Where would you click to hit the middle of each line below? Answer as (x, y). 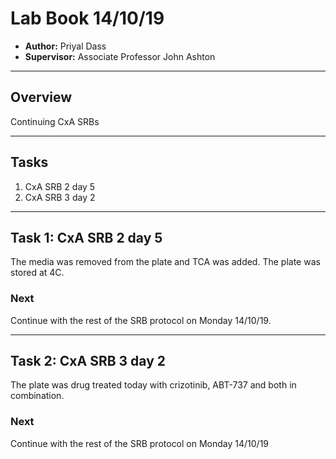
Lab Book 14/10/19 (87, 18)
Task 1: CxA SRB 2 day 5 (86, 237)
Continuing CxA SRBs (55, 121)
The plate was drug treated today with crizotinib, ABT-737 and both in (153, 385)
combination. (37, 396)
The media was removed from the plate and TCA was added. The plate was (165, 262)
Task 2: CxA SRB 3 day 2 (88, 361)
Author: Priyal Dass (65, 46)
